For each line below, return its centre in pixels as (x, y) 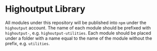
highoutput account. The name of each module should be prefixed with (78, 27)
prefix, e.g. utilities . (28, 43)
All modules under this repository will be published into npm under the (76, 23)
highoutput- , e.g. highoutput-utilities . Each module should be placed (78, 33)
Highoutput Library (45, 9)
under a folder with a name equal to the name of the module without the (79, 38)
